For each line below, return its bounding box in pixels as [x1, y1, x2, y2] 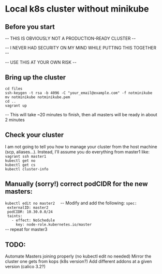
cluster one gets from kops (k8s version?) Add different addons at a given [5, 259, 152, 264]
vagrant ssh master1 [5, 154, 47, 159]
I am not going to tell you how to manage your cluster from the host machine [5, 144, 157, 150]
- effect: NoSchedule [11, 218, 55, 223]
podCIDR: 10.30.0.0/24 [7, 210, 53, 214]
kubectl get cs [5, 162, 36, 167]
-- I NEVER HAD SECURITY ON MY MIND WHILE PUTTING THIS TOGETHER [5, 45, 156, 50]
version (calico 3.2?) [5, 264, 46, 270]
